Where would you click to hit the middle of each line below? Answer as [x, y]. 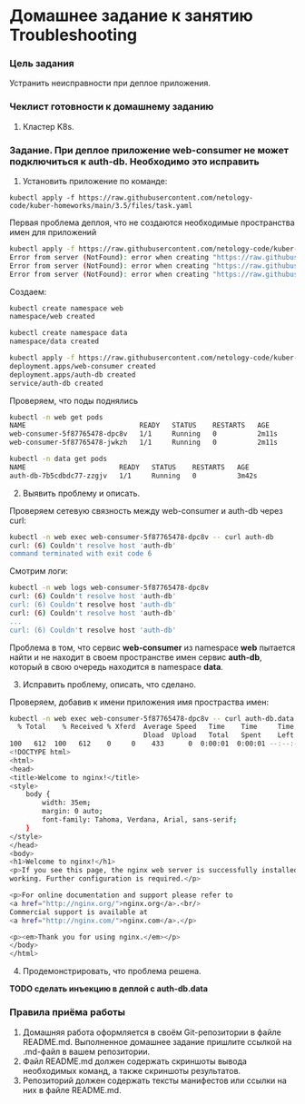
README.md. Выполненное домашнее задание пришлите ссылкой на [157, 1041]
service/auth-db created [56, 383]
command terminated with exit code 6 [81, 554]
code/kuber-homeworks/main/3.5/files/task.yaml [101, 206]
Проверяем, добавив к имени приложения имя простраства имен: [139, 702]
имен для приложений [53, 232]
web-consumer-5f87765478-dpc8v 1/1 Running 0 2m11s [144, 434]
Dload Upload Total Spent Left [219, 735]
